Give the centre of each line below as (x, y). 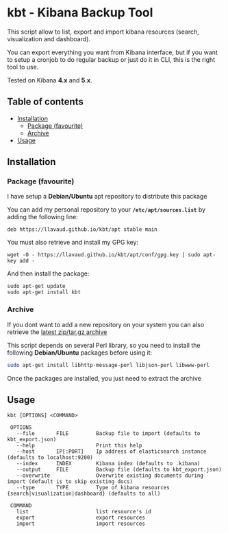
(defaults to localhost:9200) (50, 458)
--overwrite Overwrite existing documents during (110, 476)
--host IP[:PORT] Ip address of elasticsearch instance (111, 452)
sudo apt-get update (37, 287)
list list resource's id (84, 512)
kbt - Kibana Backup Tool (80, 13)
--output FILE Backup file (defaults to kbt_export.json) (119, 470)
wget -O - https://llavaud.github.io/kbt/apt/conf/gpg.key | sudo (104, 255)
